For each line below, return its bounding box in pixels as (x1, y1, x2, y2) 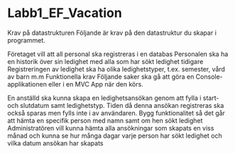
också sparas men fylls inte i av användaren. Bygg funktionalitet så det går (7, 109, 226, 117)
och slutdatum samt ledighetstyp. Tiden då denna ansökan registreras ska (7, 101, 224, 109)
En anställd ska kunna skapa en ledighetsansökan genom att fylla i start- (7, 94, 219, 102)
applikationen (7, 79, 48, 88)
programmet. (7, 35, 46, 44)
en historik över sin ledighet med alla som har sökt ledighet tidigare (7, 57, 204, 65)
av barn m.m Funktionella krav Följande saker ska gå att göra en (7, 72, 195, 81)
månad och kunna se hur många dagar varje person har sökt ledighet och (7, 131, 222, 140)
